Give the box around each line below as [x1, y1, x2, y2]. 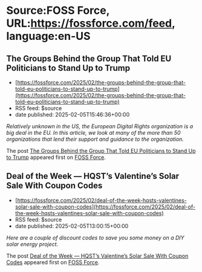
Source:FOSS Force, [6, 4, 110, 18]
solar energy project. [6, 240, 59, 248]
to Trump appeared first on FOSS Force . [6, 154, 106, 161]
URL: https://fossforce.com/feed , [6, 16, 175, 30]
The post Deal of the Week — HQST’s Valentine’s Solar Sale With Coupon [6, 252, 189, 259]
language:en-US [6, 30, 91, 43]
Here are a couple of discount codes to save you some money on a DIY [6, 234, 184, 241]
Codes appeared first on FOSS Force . [6, 258, 100, 266]
